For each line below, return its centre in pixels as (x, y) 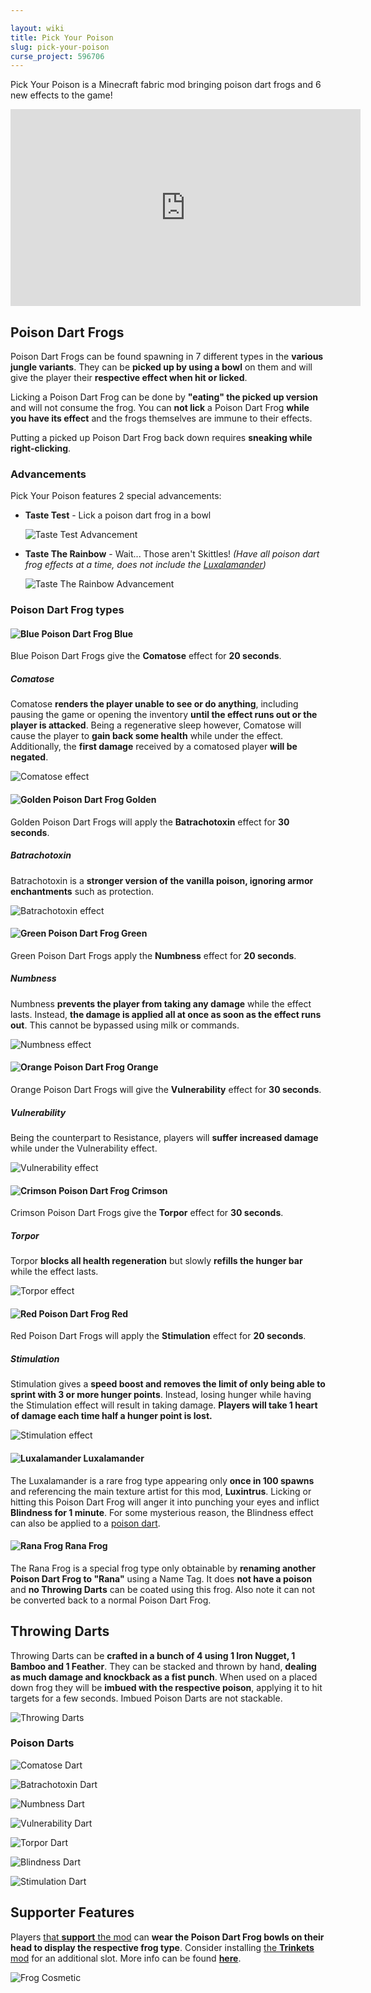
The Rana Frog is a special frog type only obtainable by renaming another (163, 1568)
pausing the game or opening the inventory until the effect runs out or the (164, 715)
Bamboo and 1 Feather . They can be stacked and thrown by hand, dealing (163, 1666)
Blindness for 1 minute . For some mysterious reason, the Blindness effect (162, 1512)
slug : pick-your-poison (60, 47)
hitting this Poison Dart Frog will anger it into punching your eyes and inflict (165, 1502)
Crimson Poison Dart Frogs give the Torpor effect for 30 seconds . (147, 1213)
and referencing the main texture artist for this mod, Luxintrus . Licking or (161, 1491)
